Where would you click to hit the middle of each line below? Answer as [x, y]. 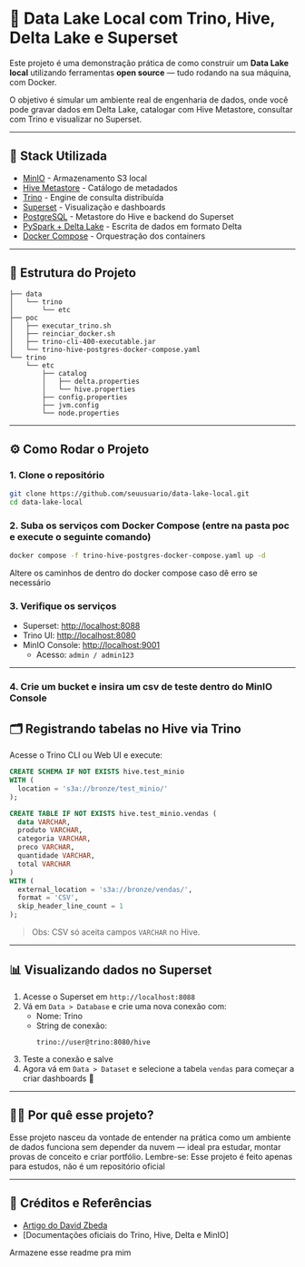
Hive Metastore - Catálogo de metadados [100, 187]
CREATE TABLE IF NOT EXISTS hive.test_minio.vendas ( [113, 813]
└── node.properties [81, 413]
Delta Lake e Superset [94, 38]
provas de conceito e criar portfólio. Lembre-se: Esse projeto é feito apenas [151, 1156]
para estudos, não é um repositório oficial [87, 1166]
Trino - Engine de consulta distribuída [93, 197]
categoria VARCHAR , [54, 839]
